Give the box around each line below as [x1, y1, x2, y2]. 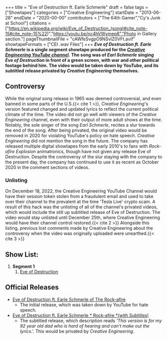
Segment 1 [12, 263, 35, 269]
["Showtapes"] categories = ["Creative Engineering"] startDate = [5, 9, 139, 15]
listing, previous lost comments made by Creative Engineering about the [5, 225, 154, 231]
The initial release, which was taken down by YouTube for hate [19, 302, 149, 308]
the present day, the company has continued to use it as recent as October [5, 159, 159, 165]
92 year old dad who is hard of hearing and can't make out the [19, 323, 150, 329]
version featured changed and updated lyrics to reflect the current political [5, 106, 159, 112]
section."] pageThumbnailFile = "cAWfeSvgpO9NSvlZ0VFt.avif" [5, 36, 136, 42]
